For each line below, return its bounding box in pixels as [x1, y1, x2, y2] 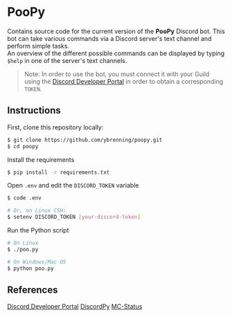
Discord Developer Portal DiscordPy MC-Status [7, 302, 143, 311]
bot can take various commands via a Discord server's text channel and [7, 34, 212, 42]
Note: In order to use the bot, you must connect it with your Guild [24, 70, 210, 78]
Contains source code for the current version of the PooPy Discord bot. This [7, 27, 225, 35]
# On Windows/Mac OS [7, 258, 67, 265]
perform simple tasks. [7, 42, 70, 50]
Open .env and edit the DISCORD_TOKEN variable [7, 181, 139, 190]
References [7, 284, 58, 296]
